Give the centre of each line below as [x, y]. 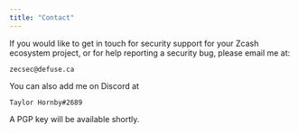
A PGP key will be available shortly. [75, 119]
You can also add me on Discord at [75, 85]
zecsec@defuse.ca [42, 69]
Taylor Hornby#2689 [46, 102]
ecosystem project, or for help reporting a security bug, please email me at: [150, 53]
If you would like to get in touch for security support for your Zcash [134, 43]
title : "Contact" [42, 18]
